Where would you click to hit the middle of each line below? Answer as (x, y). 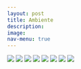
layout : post (26, 13)
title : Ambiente (30, 20)
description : (26, 26)
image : (16, 33)
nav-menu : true (29, 39)
